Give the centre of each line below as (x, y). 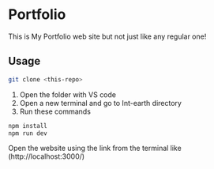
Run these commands (55, 111)
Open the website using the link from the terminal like (95, 148)
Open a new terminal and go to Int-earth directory (100, 103)
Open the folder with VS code (68, 94)
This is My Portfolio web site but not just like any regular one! (107, 36)
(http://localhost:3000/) (47, 156)
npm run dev (28, 133)
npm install (28, 126)
